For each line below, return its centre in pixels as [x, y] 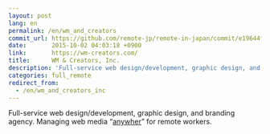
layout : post [30, 16]
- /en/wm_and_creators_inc [61, 90]
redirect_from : [34, 83]
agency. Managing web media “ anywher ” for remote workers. [110, 122]
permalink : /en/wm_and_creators [62, 30]
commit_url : [28, 38]
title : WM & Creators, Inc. [64, 61]
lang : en [23, 23]
